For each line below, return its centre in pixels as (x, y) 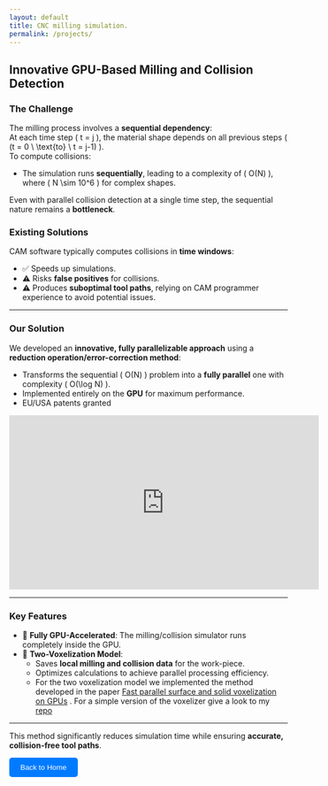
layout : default (39, 17)
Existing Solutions (49, 232)
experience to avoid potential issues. (89, 297)
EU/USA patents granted (67, 403)
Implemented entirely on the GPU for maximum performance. (133, 393)
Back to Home (44, 767)
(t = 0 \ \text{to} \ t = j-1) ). (57, 147)
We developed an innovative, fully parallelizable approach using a (132, 348)
